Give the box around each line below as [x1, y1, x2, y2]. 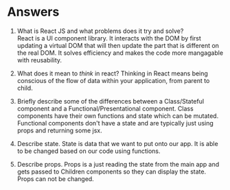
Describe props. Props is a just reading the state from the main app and [16, 160, 220, 168]
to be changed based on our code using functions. [16, 147, 161, 155]
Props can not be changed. [16, 174, 94, 182]
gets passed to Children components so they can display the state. [16, 167, 207, 176]
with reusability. [16, 56, 62, 64]
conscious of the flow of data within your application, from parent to [16, 76, 210, 84]
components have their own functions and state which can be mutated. [16, 111, 219, 120]
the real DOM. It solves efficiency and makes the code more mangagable [16, 49, 224, 57]
